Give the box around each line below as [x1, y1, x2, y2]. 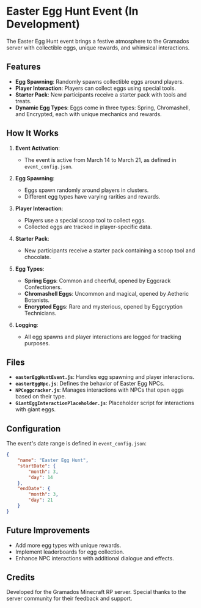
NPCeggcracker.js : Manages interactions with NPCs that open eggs [15, 386, 185, 394]
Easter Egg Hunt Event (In [6, 4, 139, 18]
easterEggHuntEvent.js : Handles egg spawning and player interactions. [15, 373, 194, 381]
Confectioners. [24, 283, 62, 291]
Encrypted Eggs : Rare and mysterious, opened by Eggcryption [24, 302, 183, 310]
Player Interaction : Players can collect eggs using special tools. [15, 84, 176, 92]
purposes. [24, 339, 50, 346]
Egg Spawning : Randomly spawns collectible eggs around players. [15, 78, 185, 85]
